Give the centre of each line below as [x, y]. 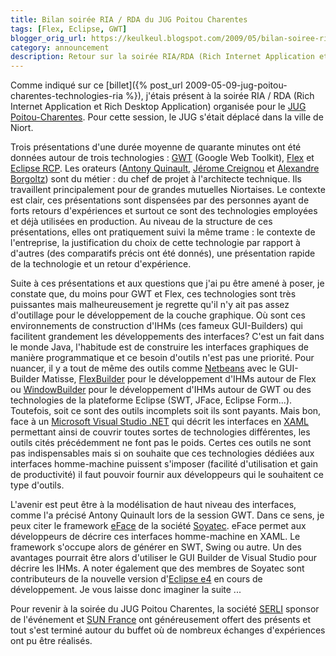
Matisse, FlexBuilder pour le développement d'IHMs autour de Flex [179, 379]
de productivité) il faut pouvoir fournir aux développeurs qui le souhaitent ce [167, 475]
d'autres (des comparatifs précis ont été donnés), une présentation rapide [163, 253]
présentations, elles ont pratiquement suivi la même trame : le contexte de [163, 232]
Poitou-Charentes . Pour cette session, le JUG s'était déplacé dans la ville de [167, 117]
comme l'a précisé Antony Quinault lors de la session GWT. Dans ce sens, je [167, 515]
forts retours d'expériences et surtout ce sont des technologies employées [164, 211]
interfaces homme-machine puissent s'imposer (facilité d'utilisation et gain [164, 464]
